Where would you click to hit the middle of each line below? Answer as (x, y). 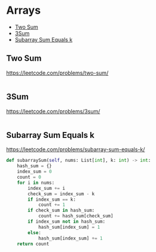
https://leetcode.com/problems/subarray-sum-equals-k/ (76, 149)
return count (33, 244)
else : (35, 233)
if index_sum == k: (52, 199)
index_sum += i (47, 188)
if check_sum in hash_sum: (61, 210)
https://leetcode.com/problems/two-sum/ (57, 73)
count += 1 (52, 205)
